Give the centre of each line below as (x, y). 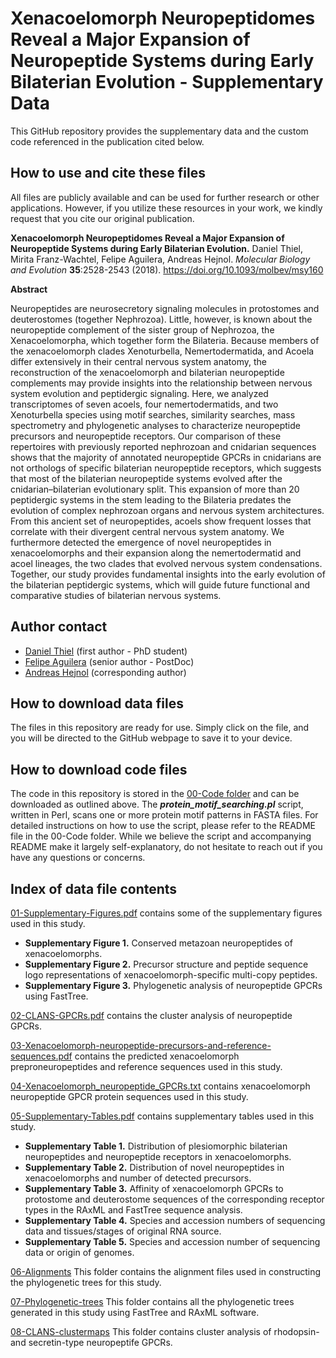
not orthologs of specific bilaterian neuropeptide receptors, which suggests (166, 468)
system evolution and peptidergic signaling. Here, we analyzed (139, 393)
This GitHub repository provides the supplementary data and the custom (159, 131)
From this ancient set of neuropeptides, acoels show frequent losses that (161, 521)
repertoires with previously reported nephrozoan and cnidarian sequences (163, 446)
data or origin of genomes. (79, 1252)
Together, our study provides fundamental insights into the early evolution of (168, 574)
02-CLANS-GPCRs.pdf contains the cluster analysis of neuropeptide (151, 1015)
